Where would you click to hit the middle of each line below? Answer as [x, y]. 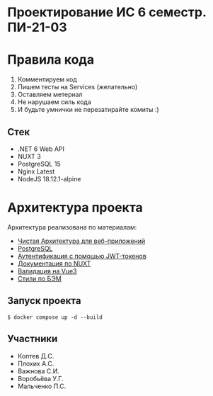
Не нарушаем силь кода [54, 102]
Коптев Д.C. [36, 356]
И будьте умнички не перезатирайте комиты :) [88, 110]
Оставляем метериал [50, 95]
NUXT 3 [29, 156]
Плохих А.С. [36, 363]
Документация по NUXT [54, 264]
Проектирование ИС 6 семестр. [107, 12]
